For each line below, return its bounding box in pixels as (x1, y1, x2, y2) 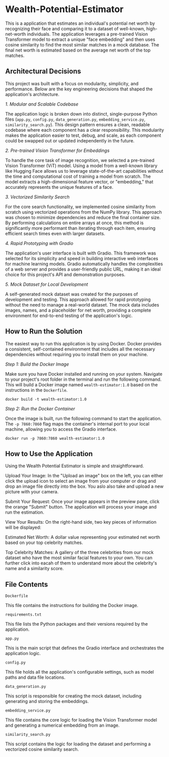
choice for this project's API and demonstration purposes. (5, 271, 126, 277)
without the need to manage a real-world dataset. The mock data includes (5, 301, 159, 308)
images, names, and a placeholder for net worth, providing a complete (5, 307, 151, 313)
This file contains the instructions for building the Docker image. (5, 602, 139, 609)
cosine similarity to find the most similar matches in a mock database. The (5, 41, 159, 47)
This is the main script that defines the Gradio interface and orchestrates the (5, 645, 164, 651)
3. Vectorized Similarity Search (5, 193, 70, 200)
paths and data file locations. (5, 674, 66, 680)
